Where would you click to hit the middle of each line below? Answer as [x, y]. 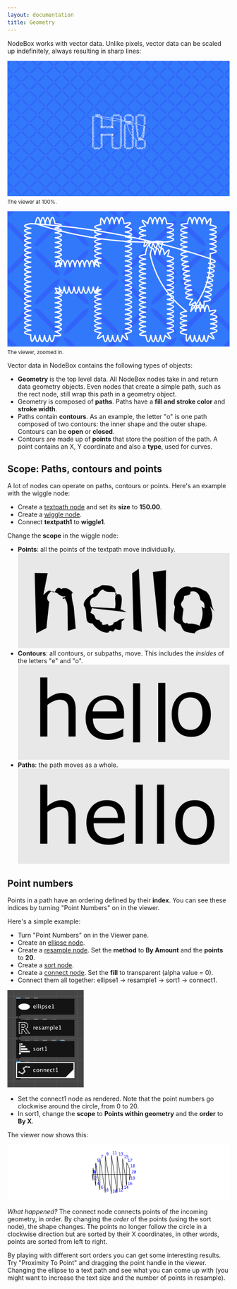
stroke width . [37, 409]
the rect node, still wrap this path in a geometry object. [97, 394]
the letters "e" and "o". [50, 660]
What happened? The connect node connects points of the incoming [108, 1212]
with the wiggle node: [39, 493]
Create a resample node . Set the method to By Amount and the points [120, 950]
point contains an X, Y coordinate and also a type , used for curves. [115, 447]
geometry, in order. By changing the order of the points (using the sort [109, 1219]
